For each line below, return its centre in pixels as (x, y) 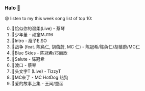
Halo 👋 (12, 8)
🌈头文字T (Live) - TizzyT (36, 71)
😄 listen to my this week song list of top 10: (48, 19)
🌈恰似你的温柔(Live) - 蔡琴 (38, 28)
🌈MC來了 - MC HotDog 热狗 (40, 77)
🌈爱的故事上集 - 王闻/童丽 (38, 84)
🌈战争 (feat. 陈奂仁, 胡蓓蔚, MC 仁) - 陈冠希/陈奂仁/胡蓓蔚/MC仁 (76, 47)
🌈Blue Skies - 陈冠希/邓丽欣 (39, 53)
